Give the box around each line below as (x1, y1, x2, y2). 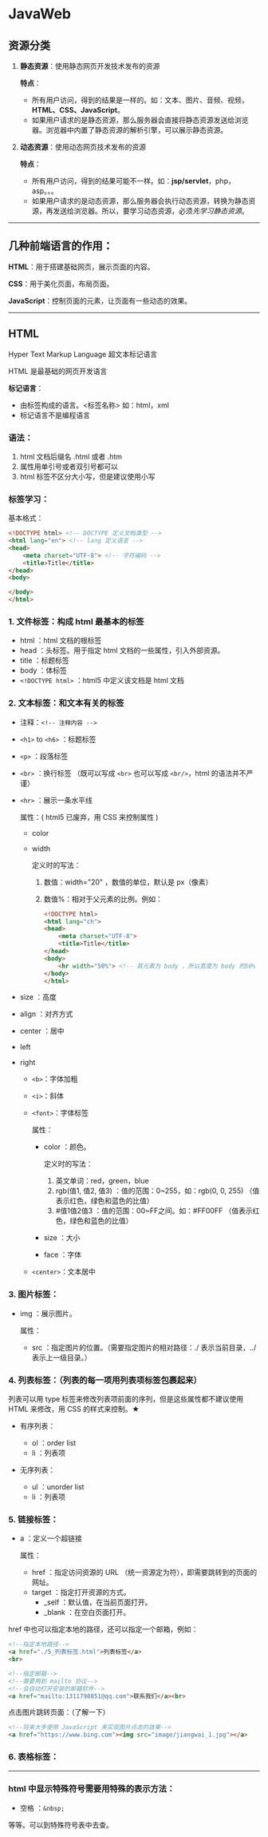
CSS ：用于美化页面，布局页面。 (8, 279, 114, 288)
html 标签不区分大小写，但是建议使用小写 (19, 471, 156, 481)
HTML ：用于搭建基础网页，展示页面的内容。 (8, 261, 155, 272)
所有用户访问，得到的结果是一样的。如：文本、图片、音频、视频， (31, 95, 249, 105)
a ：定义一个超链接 (19, 1533, 82, 1543)
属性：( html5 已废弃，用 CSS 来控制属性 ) (19, 812, 159, 821)
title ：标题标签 (19, 656, 69, 666)
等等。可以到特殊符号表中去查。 (8, 1819, 113, 1830)
